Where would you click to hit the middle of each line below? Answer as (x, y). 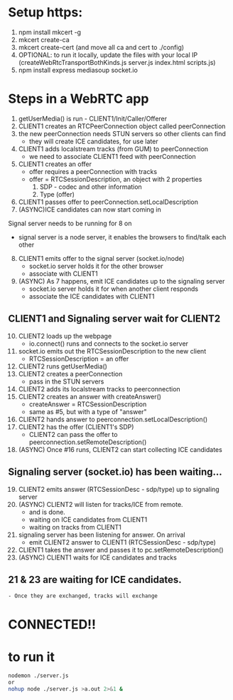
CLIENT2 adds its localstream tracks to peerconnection (99, 388)
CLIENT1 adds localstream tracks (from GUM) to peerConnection (113, 149)
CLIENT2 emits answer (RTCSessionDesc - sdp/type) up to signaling (119, 489)
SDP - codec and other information (91, 187)
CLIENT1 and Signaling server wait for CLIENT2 (114, 319)
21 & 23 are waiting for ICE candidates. (95, 579)
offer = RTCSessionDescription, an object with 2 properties (115, 179)
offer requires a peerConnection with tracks (93, 171)
